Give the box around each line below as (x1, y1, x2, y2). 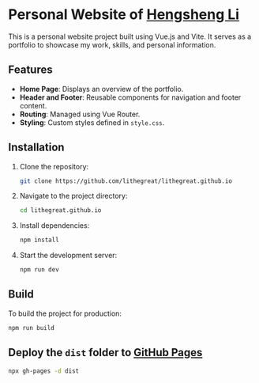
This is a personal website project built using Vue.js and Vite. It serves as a (8, 32, 252, 41)
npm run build (8, 324, 55, 332)
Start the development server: (19, 251, 118, 260)
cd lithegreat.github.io (19, 207, 102, 214)
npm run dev (19, 266, 59, 274)
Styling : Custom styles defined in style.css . (19, 117, 165, 127)
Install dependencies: (19, 221, 90, 230)
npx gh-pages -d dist (8, 366, 80, 375)
